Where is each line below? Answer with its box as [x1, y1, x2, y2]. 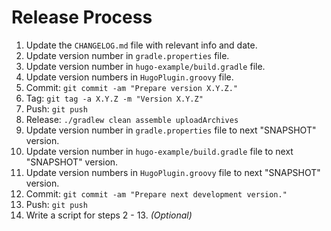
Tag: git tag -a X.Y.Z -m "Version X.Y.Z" [25, 92, 204, 104]
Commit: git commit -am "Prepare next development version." [25, 187, 288, 200]
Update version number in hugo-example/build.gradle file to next [25, 145, 294, 157]
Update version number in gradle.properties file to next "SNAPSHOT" [25, 124, 317, 136]
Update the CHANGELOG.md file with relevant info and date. [25, 39, 258, 51]
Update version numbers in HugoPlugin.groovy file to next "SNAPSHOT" [25, 166, 321, 178]
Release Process [11, 6, 153, 29]
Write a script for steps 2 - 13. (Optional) [25, 209, 193, 221]
